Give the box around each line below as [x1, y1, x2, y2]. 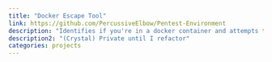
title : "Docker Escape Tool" [8, 11, 107, 20]
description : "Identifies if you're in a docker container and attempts [8, 27, 259, 35]
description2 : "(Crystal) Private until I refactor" [8, 34, 190, 43]
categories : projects [8, 42, 82, 50]
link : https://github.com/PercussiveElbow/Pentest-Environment [8, 19, 227, 27]
